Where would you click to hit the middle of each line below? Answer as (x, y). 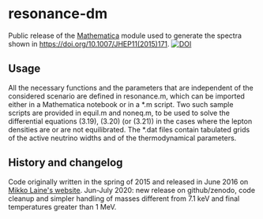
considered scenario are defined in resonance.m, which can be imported (126, 96)
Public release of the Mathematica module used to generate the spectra (125, 35)
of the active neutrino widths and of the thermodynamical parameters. (122, 138)
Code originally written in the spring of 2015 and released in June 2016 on (128, 181)
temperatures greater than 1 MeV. (62, 206)
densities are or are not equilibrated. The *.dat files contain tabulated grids (129, 129)
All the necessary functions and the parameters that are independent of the (131, 87)
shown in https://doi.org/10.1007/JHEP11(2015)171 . (89, 43)
